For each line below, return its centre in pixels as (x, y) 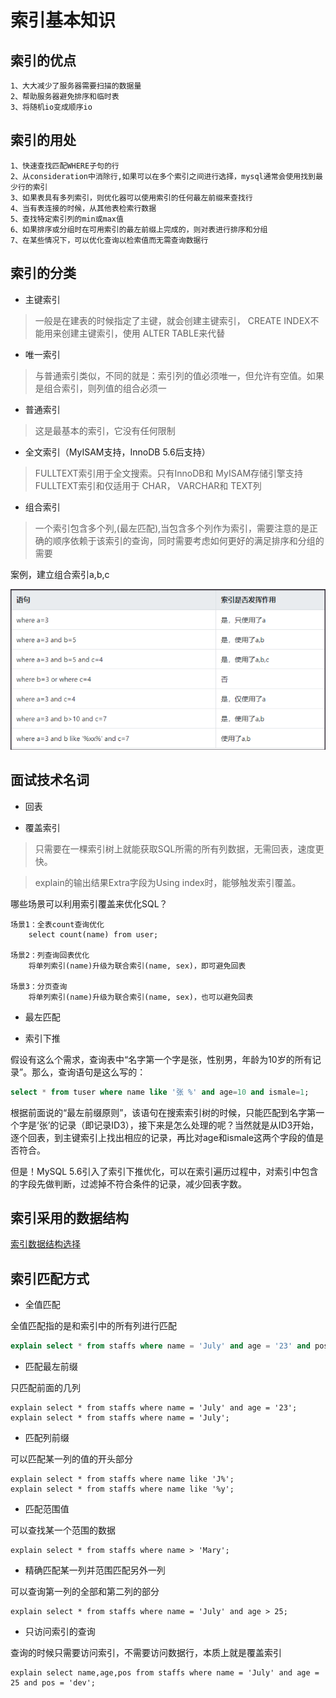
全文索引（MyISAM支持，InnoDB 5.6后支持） (117, 452)
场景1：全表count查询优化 (57, 924)
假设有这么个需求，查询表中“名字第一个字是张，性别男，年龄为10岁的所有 (161, 1059)
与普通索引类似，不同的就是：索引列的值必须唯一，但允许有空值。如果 (179, 375)
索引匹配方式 (50, 1278)
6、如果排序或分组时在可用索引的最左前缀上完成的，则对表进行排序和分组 (139, 229)
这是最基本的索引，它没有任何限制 (105, 430)
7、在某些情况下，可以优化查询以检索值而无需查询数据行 (109, 240)
